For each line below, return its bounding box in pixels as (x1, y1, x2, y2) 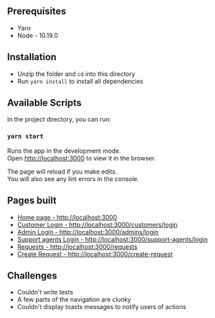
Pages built (7, 195, 57, 207)
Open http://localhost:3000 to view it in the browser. (7, 153, 156, 162)
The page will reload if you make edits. (7, 167, 118, 176)
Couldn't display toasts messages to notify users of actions (17, 303, 187, 311)
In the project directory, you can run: (7, 115, 111, 124)
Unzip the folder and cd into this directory (17, 69, 135, 78)
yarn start (7, 133, 44, 140)
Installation (7, 51, 57, 63)
